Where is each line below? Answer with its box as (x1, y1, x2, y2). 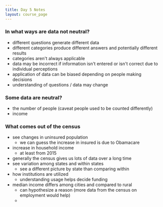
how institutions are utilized (12, 171, 68, 177)
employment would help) (19, 192, 71, 199)
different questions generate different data (12, 39, 100, 45)
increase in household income (12, 145, 74, 151)
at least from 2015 (19, 150, 57, 156)
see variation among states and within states (12, 161, 104, 167)
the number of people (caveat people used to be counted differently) (12, 105, 153, 112)
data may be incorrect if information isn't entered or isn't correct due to (12, 61, 159, 67)
